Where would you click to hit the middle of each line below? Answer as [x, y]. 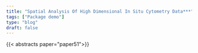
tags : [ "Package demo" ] [35, 17]
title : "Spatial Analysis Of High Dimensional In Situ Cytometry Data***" [100, 11]
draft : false [22, 28]
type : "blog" [22, 22]
